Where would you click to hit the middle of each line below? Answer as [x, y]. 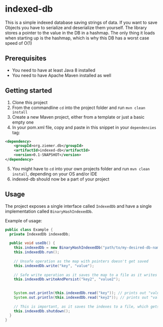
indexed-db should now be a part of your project [61, 179]
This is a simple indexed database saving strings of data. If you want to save [81, 22]
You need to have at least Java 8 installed [54, 70]
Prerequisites [26, 59]
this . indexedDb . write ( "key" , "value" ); [54, 266]
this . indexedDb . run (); [37, 252]
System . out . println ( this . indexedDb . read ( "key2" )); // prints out [81, 297]
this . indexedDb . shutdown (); [42, 311]
